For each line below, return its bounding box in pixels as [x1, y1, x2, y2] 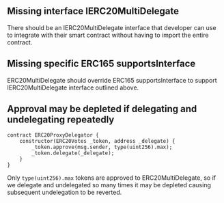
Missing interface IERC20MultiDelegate [7, 5, 180, 17]
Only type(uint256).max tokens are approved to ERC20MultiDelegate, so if [7, 174, 216, 182]
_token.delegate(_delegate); [31, 150, 115, 157]
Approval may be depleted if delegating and [7, 103, 197, 115]
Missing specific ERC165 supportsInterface [7, 58, 196, 70]
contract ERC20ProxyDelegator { [7, 132, 99, 139]
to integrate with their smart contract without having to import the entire [7, 31, 209, 39]
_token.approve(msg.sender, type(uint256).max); [31, 144, 173, 151]
